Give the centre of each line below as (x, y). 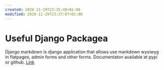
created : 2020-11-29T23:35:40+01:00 (43, 10)
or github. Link (20, 62)
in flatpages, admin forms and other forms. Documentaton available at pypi (81, 57)
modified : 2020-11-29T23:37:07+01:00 (44, 14)
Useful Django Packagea (57, 38)
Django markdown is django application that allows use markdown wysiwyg (82, 52)
